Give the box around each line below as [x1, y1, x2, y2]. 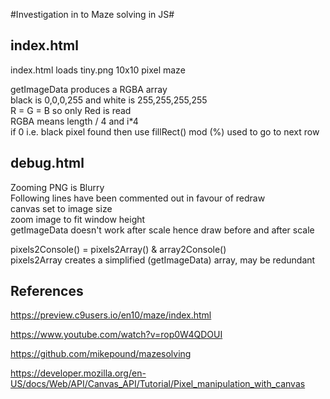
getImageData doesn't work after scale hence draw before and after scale [10, 224, 315, 236]
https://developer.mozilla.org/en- [10, 367, 147, 379]
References [10, 283, 84, 300]
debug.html [10, 155, 85, 172]
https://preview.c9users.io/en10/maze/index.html [10, 309, 212, 321]
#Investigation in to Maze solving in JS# [10, 9, 175, 20]
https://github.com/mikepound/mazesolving [10, 348, 192, 360]
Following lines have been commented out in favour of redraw [10, 192, 266, 204]
